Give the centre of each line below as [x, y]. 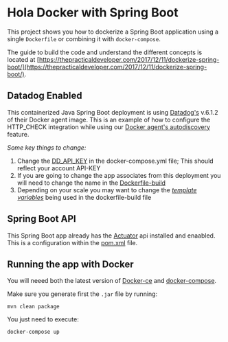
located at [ [23, 59]
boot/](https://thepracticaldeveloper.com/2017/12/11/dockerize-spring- [107, 67]
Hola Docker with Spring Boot [93, 13]
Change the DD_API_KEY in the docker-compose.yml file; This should [115, 161]
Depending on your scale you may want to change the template [107, 190]
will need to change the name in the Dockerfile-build [91, 183]
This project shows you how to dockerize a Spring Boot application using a [113, 32]
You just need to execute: [43, 319]
